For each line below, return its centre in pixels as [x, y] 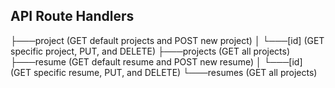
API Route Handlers [72, 16]
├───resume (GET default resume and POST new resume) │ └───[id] [156, 61]
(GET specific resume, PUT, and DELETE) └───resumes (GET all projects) [164, 72]
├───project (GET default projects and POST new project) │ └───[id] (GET [167, 40]
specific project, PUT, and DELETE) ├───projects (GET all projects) [150, 51]
